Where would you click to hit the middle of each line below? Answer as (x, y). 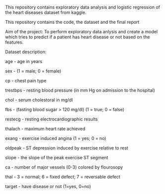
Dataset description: (26, 52)
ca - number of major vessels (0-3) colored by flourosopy (64, 167)
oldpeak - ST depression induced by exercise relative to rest (67, 148)
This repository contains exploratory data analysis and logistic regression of (82, 7)
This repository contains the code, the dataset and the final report (72, 22)
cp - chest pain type (26, 81)
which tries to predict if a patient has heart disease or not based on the (78, 37)
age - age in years (24, 61)
